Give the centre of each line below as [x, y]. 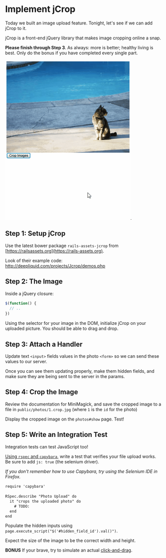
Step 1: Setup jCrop [35, 233]
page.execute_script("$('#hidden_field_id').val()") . [61, 531]
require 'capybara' [25, 486]
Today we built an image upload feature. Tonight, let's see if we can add [79, 23]
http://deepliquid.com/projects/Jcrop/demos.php [55, 266]
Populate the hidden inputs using [39, 525]
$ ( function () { [21, 303]
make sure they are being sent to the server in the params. [65, 376]
